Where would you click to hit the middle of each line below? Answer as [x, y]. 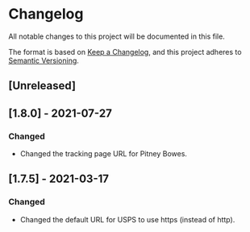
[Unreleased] [42, 86]
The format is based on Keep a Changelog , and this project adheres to [125, 52]
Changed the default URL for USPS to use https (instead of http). [127, 219]
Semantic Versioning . [44, 60]
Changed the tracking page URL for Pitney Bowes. [104, 154]
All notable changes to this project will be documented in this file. [117, 36]
